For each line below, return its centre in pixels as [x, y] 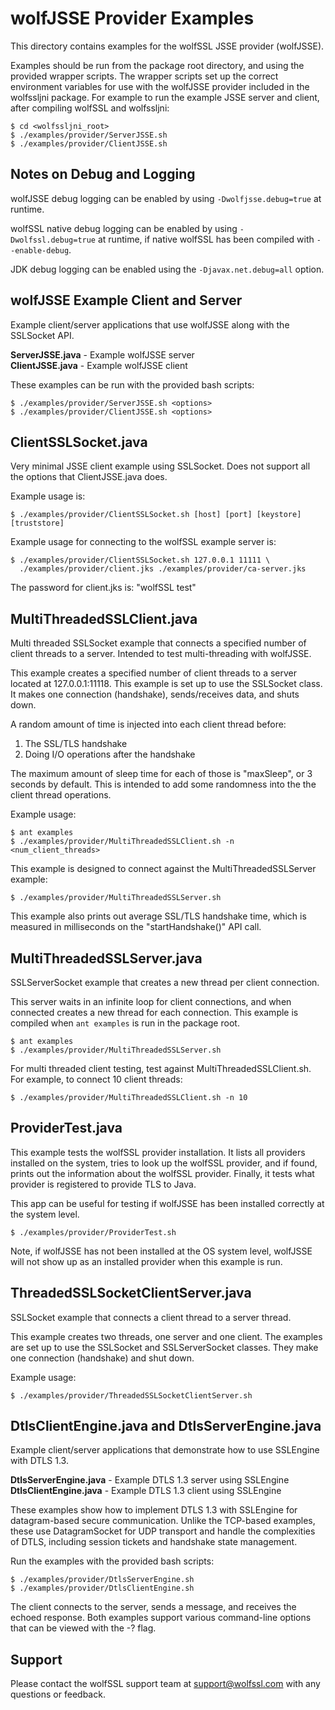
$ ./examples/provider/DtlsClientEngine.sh [102, 1588]
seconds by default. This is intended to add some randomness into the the [163, 784]
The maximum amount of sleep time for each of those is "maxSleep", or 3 [161, 774]
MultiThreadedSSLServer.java [106, 958]
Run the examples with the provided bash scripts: [112, 1561]
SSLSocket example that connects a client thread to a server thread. [151, 1317]
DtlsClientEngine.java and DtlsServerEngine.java [166, 1426]
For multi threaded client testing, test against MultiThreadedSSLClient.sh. [161, 1068]
